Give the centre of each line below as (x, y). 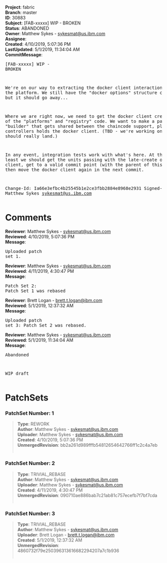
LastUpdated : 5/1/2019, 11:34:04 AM (42, 49)
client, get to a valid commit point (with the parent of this (84, 165)
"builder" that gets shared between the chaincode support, (80, 126)
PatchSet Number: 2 (30, 463)
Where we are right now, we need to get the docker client (79, 116)
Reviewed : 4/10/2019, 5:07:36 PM (40, 237)
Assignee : (16, 39)
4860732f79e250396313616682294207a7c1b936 (68, 551)
